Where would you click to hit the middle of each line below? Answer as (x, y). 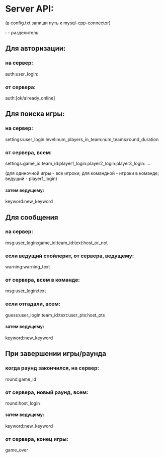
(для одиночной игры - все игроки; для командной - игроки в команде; (82, 173)
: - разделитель (22, 32)
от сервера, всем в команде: (43, 280)
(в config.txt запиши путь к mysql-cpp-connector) (58, 23)
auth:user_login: (22, 74)
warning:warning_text (28, 267)
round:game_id (21, 379)
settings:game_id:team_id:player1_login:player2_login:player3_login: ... (78, 163)
